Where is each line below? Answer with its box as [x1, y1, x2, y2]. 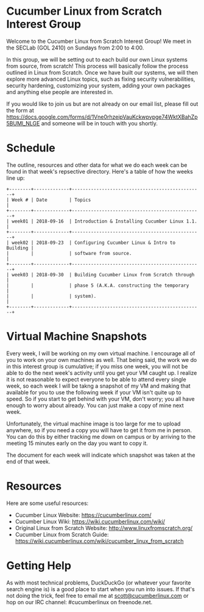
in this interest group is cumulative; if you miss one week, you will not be [6, 363, 188, 370]
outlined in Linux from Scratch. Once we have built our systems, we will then [6, 68, 198, 76]
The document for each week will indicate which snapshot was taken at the [6, 451, 195, 459]
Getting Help [6, 558, 72, 572]
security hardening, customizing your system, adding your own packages [6, 81, 191, 89]
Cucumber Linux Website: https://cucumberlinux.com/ [15, 511, 152, 518]
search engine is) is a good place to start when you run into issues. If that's [6, 585, 195, 592]
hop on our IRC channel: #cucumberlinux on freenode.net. [6, 598, 153, 606]
